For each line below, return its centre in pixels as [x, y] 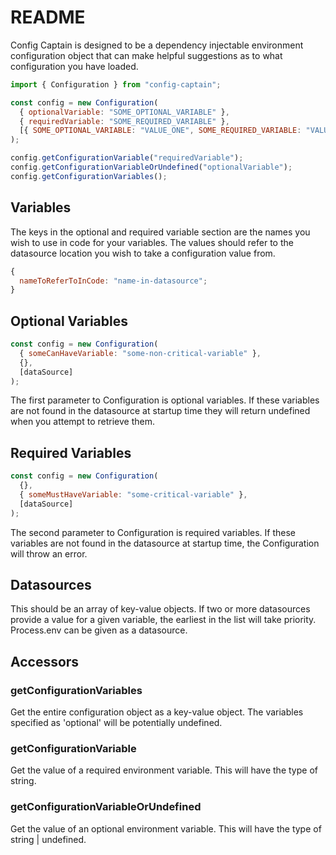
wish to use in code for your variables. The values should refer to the [152, 242]
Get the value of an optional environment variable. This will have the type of [166, 828]
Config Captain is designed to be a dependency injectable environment [157, 45]
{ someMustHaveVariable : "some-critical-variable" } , [133, 495]
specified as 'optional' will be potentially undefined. [116, 723]
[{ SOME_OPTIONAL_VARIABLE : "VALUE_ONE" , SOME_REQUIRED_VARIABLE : [160, 131]
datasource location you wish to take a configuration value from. [143, 253]
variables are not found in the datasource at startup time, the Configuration [165, 543]
